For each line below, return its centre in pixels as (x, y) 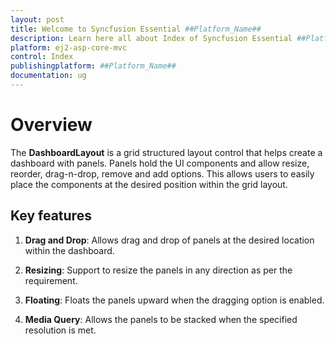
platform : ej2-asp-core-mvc (69, 47)
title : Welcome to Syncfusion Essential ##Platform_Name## (136, 29)
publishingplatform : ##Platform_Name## (93, 66)
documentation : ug (48, 76)
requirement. (51, 280)
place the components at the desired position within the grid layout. (149, 184)
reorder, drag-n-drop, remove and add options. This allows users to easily (162, 173)
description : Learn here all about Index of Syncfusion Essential (151, 38)
